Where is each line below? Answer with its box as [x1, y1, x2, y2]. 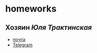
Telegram [12, 42, 33, 48]
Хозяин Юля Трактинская [5, 23, 92, 32]
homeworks [5, 3, 57, 15]
